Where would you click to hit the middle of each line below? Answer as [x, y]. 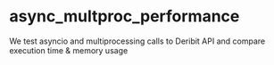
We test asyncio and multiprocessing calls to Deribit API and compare [137, 41]
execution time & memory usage [69, 50]
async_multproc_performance [125, 16]
